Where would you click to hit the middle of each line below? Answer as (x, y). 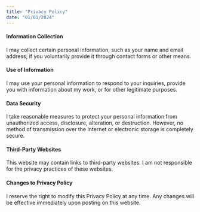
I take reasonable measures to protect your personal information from (92, 117)
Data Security (24, 103)
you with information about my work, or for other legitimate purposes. (92, 89)
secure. (16, 136)
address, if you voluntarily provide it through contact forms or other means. (99, 56)
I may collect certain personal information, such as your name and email (95, 50)
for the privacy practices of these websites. (60, 169)
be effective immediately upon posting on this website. (73, 202)
